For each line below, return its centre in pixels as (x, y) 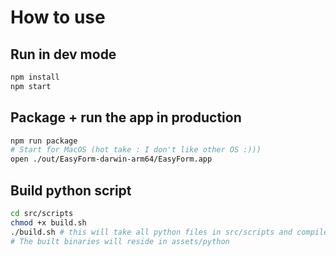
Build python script (71, 190)
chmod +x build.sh (48, 222)
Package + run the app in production (126, 117)
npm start (31, 86)
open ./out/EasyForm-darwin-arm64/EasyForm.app (111, 159)
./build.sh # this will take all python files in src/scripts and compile (169, 232)
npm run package (44, 141)
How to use (58, 17)
